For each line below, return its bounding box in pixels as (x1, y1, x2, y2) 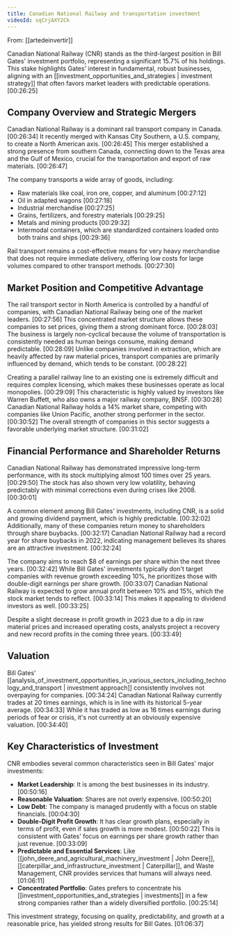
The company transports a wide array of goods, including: (7, 176, 174, 184)
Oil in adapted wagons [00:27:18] (17, 196, 113, 205)
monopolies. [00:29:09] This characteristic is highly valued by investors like (7, 388, 225, 396)
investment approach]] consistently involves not (67, 683, 205, 692)
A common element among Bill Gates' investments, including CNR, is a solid (7, 507, 225, 515)
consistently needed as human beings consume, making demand (7, 337, 194, 346)
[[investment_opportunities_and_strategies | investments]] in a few (17, 891, 208, 899)
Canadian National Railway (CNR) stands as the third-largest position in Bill (7, 49, 221, 58)
